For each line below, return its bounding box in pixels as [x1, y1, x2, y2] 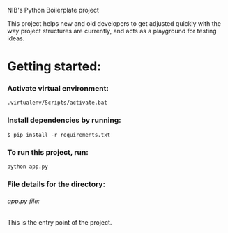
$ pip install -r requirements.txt [7, 131, 111, 138]
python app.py [7, 163, 49, 170]
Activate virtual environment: [7, 84, 109, 93]
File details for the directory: [7, 179, 106, 189]
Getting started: [7, 59, 102, 75]
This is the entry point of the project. [7, 218, 112, 227]
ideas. [7, 34, 25, 43]
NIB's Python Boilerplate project [7, 6, 99, 14]
